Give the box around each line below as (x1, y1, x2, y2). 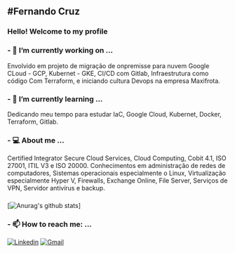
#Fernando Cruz (7, 6, 81, 18)
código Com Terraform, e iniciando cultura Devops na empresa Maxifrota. (7, 77, 221, 85)
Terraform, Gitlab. (7, 117, 58, 126)
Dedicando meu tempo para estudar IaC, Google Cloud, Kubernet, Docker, (7, 110, 222, 118)
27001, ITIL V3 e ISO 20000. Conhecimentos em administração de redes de (7, 162, 226, 170)
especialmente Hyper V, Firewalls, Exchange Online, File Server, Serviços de (7, 176, 228, 185)
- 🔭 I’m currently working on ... (7, 46, 114, 56)
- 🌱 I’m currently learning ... (7, 94, 103, 104)
